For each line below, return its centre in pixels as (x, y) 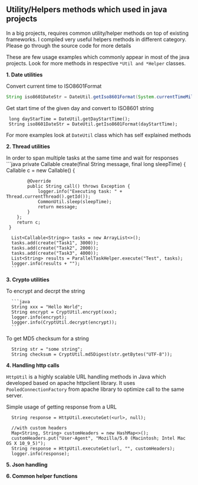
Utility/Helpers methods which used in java (87, 10)
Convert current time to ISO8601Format (54, 86)
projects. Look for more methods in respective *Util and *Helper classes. (96, 63)
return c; (29, 222)
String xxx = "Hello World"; (47, 307)
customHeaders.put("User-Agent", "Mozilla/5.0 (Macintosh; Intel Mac (98, 438)
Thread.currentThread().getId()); (49, 197)
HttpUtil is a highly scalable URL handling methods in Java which (86, 377)
